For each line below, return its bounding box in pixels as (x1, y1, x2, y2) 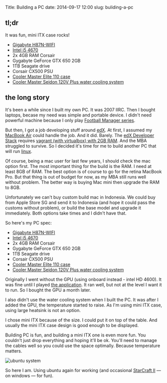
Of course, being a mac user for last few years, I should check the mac (5, 157, 151, 164)
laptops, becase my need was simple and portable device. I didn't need (5, 112, 152, 118)
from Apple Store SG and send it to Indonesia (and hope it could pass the (5, 199, 156, 205)
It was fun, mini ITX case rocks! (5, 32, 70, 38)
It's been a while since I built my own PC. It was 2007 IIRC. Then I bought (5, 106, 156, 112)
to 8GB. (5, 184, 21, 190)
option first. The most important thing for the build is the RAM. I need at (5, 163, 152, 169)
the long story (5, 93, 50, 102)
